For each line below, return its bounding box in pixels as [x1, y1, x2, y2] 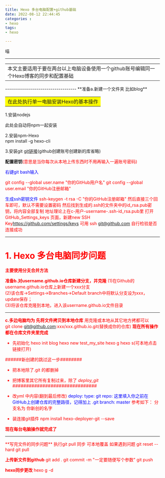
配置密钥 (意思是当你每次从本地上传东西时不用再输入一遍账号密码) [5, 159, 137, 164]
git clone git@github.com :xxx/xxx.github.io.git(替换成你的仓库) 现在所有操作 [5, 323, 159, 329]
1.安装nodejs [5, 112, 30, 118]
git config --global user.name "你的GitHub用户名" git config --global [5, 179, 143, 185]
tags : [5, 25, 16, 30]
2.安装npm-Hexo [5, 133, 39, 138]
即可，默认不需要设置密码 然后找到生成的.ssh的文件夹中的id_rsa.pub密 [9, 202, 152, 208]
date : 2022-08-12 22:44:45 [5, 12, 60, 17]
